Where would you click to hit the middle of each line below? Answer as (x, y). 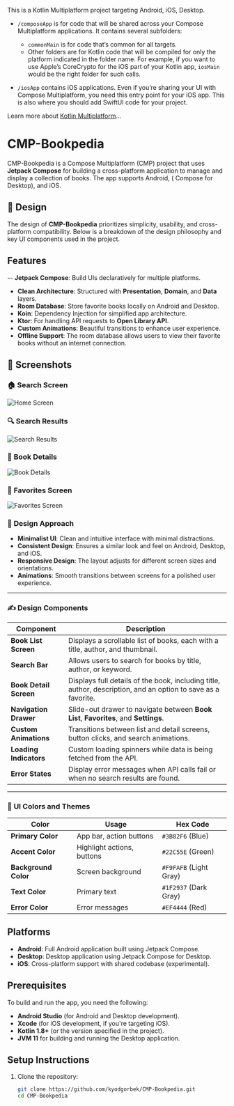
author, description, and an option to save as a (144, 689)
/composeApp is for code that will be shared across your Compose (110, 23)
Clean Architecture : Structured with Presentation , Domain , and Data (117, 291)
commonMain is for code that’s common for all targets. (102, 44)
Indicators (28, 758)
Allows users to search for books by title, (135, 660)
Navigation (29, 709)
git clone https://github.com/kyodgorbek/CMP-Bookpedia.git (106, 1089)
